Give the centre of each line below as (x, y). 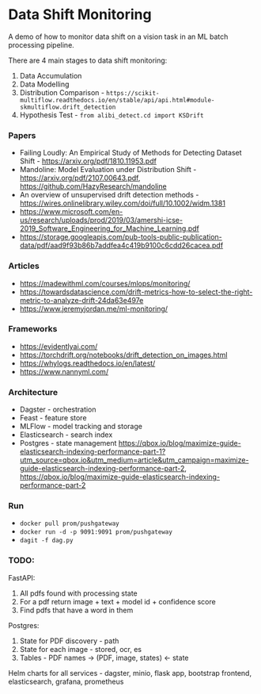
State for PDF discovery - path (69, 641)
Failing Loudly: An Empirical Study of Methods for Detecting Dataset (131, 153)
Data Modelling (44, 84)
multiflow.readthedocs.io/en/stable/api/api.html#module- (117, 100)
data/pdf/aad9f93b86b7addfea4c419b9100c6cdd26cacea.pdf (121, 245)
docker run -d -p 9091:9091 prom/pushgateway (96, 532)
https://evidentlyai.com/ (59, 346)
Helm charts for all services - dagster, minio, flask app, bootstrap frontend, (130, 673)
